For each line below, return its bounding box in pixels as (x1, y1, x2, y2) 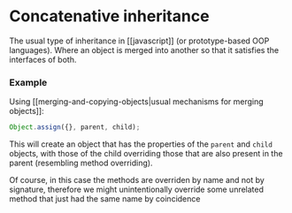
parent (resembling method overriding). (9, 157, 153, 169)
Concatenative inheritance (9, 6, 210, 27)
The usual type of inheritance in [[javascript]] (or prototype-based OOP (9, 35, 270, 46)
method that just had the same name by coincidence (9, 194, 201, 204)
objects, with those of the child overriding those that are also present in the (9, 148, 283, 159)
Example (9, 76, 48, 88)
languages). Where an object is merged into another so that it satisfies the (9, 44, 280, 55)
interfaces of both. (9, 54, 77, 65)
